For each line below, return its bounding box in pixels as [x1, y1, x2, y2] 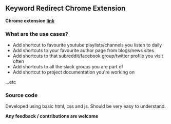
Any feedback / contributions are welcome [5, 113, 99, 119]
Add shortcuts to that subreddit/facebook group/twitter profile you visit [12, 53, 163, 59]
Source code [5, 92, 38, 99]
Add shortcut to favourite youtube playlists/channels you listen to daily [12, 42, 162, 48]
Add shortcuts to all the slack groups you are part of [12, 64, 123, 70]
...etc [5, 79, 16, 85]
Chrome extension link [5, 17, 55, 23]
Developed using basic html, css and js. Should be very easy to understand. [5, 103, 166, 109]
